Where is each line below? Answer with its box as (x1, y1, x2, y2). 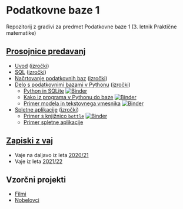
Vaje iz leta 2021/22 (14, 158, 63, 165)
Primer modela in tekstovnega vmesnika (23, 100, 121, 107)
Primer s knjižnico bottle (23, 112, 84, 119)
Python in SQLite (23, 87, 65, 94)
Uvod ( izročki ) (14, 62, 49, 69)
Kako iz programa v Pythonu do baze (23, 93, 114, 100)
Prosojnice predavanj (6, 47, 86, 57)
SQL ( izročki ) (14, 68, 47, 76)
